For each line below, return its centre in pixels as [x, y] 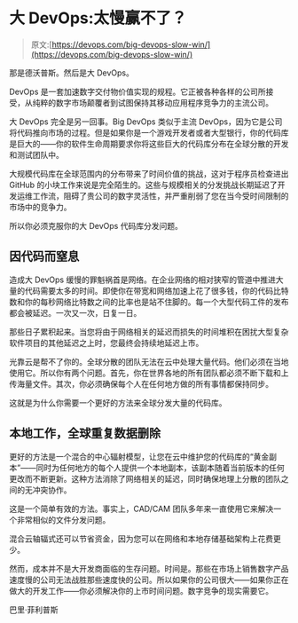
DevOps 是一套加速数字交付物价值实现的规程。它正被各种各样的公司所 [137, 91]
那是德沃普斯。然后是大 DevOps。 [72, 73]
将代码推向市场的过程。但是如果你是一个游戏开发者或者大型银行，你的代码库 [149, 132]
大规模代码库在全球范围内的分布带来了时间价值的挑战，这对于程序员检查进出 [149, 173]
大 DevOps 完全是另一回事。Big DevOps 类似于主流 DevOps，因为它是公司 [146, 122]
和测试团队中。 [36, 154]
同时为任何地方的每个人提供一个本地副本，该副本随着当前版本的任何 [161, 468]
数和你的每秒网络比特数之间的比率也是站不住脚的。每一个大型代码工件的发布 [149, 302]
